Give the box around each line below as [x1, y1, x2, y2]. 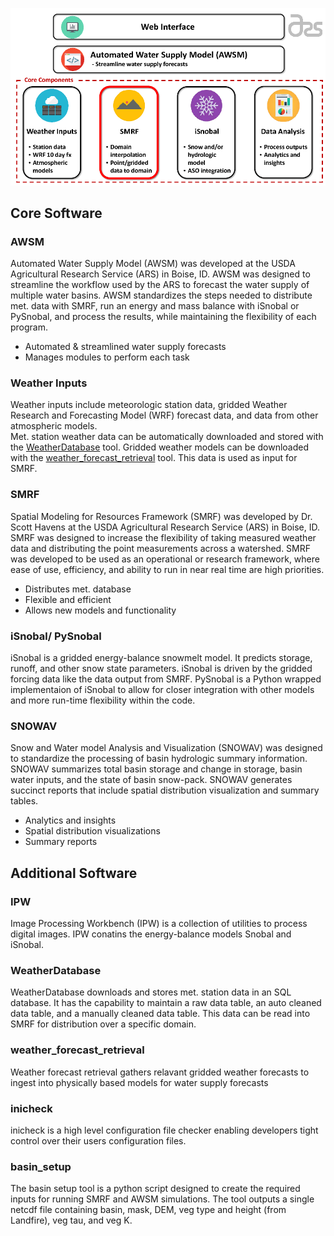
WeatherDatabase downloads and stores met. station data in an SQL [10, 986, 292, 998]
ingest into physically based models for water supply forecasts [10, 1076, 269, 1088]
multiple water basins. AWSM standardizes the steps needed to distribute [10, 289, 313, 302]
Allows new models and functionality [24, 604, 177, 616]
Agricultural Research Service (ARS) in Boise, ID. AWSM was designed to [10, 268, 311, 280]
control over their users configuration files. [10, 1134, 187, 1147]
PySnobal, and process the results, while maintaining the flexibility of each [10, 311, 317, 323]
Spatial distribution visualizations [24, 825, 161, 837]
